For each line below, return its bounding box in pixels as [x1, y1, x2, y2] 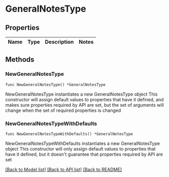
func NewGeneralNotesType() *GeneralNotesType [5, 82, 106, 87]
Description [45, 39, 74, 45]
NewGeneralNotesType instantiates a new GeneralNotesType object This [5, 91, 158, 97]
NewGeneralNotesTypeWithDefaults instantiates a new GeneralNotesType [5, 140, 160, 146]
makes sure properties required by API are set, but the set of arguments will [5, 102, 164, 108]
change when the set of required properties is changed [5, 107, 121, 113]
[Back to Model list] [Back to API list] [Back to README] [5, 166, 122, 172]
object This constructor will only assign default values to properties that [5, 145, 156, 152]
